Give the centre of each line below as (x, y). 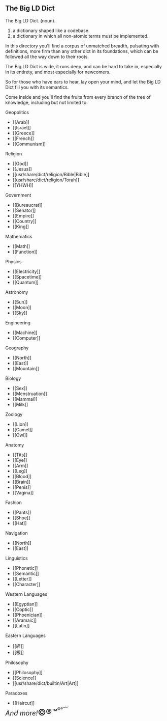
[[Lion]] (21, 424)
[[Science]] (24, 678)
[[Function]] (25, 252)
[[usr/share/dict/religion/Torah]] (46, 180)
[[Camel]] (23, 429)
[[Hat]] (20, 523)
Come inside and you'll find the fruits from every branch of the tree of (78, 97)
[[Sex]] (20, 388)
